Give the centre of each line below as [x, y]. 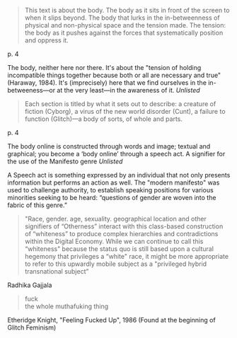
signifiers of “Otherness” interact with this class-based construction [124, 226]
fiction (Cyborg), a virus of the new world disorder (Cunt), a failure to [125, 111]
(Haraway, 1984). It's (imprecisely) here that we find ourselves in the [107, 83]
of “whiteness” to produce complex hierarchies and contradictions [121, 234]
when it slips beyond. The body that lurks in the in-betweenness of [122, 18]
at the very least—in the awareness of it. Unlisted [128, 90]
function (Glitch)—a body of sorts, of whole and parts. [103, 119]
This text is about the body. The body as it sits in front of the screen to [127, 10]
